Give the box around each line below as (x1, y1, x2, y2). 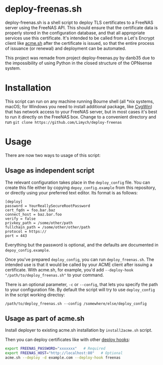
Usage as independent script (5, 167, 95, 175)
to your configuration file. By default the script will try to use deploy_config (5, 287, 155, 292)
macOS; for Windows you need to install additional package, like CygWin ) (5, 103, 152, 109)
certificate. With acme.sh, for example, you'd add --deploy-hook (5, 267, 134, 272)
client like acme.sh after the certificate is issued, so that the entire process (5, 40, 155, 46)
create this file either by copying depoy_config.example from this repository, (5, 184, 157, 191)
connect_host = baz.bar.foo (5, 212, 62, 217)
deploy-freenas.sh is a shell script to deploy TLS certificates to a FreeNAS (5, 19, 153, 25)
